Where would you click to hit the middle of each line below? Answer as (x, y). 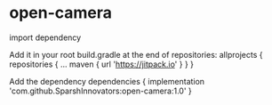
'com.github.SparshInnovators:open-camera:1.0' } (101, 91)
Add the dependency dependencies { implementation (107, 81)
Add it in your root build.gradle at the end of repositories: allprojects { (136, 54)
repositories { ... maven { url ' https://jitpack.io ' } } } (101, 64)
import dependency (45, 37)
